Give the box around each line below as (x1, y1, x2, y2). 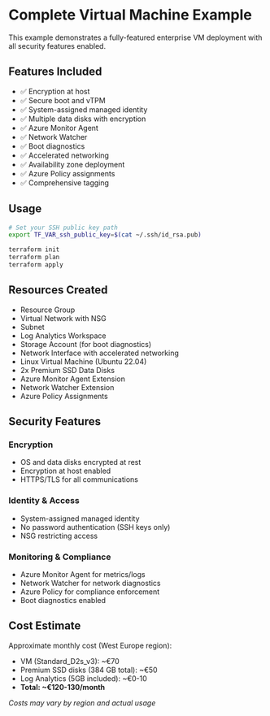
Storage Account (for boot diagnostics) (20, 339, 152, 349)
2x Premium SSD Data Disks (20, 365, 115, 375)
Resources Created (8, 283, 108, 297)
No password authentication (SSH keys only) (20, 522, 171, 532)
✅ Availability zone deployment (20, 159, 125, 169)
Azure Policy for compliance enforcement (20, 587, 160, 597)
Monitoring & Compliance (8, 551, 111, 562)
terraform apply (8, 261, 63, 269)
